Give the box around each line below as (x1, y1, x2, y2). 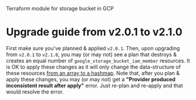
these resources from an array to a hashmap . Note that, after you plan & (6, 70, 180, 77)
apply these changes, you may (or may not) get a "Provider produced (6, 75, 176, 82)
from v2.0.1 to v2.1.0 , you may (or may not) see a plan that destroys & (6, 51, 177, 58)
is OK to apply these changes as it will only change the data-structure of (6, 63, 181, 70)
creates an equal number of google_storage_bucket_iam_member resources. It (6, 57, 191, 64)
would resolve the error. (6, 88, 64, 95)
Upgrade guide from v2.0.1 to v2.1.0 (6, 26, 183, 39)
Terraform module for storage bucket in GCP (6, 5, 114, 12)
